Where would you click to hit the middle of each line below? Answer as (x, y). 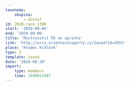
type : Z (13, 52)
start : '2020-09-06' (27, 29)
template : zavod (22, 57)
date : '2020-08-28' (26, 62)
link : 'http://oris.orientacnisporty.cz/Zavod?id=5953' (66, 43)
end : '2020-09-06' (25, 33)
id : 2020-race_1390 (26, 24)
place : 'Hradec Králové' (31, 48)
